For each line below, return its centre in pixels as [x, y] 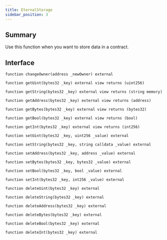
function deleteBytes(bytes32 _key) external [53, 215]
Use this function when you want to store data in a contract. [67, 47]
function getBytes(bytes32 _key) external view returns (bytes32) [76, 109]
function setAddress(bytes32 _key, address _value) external [70, 154]
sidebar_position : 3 [27, 15]
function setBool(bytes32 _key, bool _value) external [64, 171]
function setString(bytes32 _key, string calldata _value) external [78, 145]
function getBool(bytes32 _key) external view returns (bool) [71, 118]
